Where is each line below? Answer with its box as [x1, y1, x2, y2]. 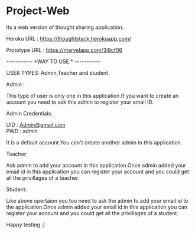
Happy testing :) [6, 221, 45, 228]
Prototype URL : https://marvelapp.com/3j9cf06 [6, 46, 123, 54]
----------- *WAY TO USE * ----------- [6, 58, 101, 65]
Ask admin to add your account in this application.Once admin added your [6, 162, 187, 169]
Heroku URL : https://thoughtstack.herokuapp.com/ [6, 35, 131, 42]
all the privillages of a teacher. [6, 174, 80, 181]
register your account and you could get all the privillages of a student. [6, 209, 178, 216]
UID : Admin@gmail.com [6, 121, 66, 128]
